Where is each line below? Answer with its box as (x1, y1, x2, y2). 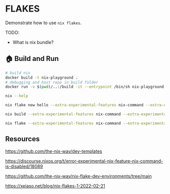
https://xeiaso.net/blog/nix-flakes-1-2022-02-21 (5, 182, 105, 189)
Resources (5, 135, 40, 144)
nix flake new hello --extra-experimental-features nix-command (5, 103, 144, 108)
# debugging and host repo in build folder (5, 80, 99, 85)
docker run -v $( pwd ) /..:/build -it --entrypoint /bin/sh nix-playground (5, 84, 164, 90)
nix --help (5, 94, 28, 99)
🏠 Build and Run (5, 54, 59, 63)
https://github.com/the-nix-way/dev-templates (5, 148, 102, 154)
